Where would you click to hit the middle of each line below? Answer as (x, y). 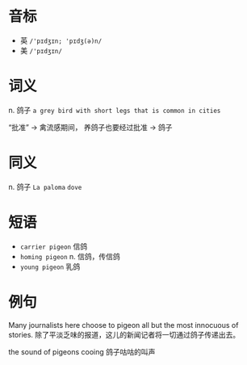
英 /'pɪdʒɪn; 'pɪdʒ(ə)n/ (61, 40)
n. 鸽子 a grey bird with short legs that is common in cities (115, 110)
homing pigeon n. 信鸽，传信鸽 (70, 256)
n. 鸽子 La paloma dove (45, 187)
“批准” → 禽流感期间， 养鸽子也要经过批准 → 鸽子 (90, 127)
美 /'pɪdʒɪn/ (41, 50)
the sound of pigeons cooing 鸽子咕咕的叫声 (82, 351)
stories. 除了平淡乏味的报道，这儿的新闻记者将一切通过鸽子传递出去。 (124, 334)
